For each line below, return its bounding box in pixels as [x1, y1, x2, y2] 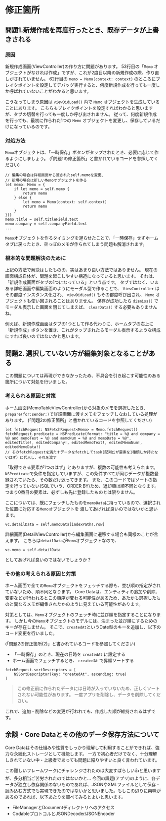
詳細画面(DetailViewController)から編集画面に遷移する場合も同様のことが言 [5, 531, 159, 537]
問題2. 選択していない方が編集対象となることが [5, 349, 149, 358]
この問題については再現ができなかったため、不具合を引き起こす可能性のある [5, 373, 161, 379]
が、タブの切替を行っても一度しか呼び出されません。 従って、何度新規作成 [5, 111, 157, 117]
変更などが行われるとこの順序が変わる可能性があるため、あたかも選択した [5, 595, 157, 601]
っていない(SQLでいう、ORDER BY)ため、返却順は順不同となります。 [18, 483, 159, 489]
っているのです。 [18, 124, 52, 129]
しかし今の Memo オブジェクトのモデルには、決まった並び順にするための [14, 618, 158, 624]
